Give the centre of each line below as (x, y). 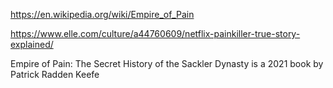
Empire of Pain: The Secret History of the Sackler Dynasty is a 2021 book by (167, 63)
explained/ (32, 44)
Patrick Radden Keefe (55, 74)
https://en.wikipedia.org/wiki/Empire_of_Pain (102, 14)
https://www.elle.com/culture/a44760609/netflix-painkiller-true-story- (155, 33)
